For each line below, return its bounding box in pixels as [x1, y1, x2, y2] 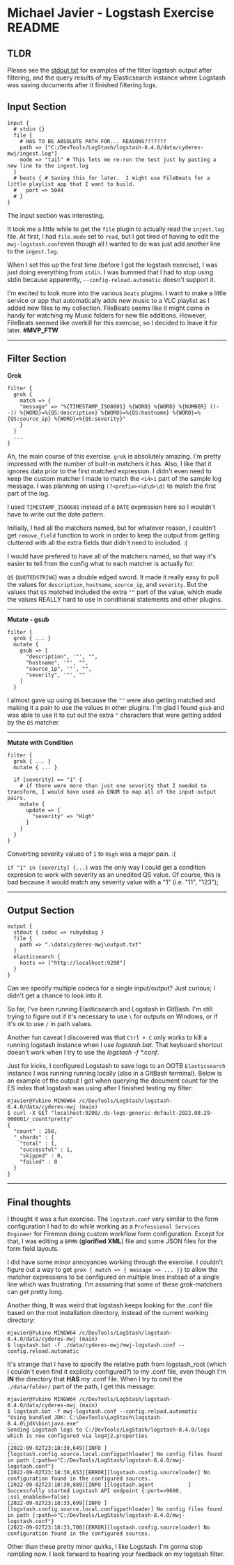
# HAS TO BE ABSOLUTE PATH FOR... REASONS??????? [19, 138, 167, 144]
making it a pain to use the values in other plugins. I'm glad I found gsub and [7, 703, 224, 711]
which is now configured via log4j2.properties [7, 1432, 148, 1439]
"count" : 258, [13, 1128, 58, 1135]
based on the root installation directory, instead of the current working [7, 1309, 209, 1317]
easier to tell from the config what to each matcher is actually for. [7, 559, 194, 568]
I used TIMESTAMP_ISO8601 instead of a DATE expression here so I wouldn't [7, 503, 216, 511]
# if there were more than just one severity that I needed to [19, 782, 208, 789]
